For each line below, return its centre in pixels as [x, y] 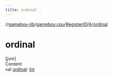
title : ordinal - [23, 10]
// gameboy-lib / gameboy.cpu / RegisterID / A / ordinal [56, 24]
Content [14, 64]
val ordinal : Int [20, 69]
